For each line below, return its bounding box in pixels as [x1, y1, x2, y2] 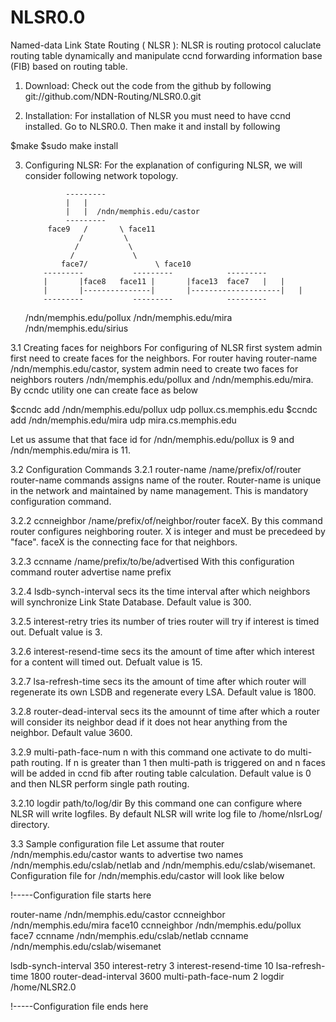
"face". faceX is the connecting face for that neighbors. [10, 536, 238, 548]
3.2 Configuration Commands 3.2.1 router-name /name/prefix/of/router [10, 463, 302, 475]
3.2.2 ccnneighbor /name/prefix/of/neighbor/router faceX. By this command [10, 514, 323, 526]
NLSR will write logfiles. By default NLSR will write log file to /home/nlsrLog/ [10, 807, 323, 820]
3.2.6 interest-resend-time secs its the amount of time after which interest [10, 645, 315, 657]
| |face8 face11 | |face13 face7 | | [43, 276, 286, 286]
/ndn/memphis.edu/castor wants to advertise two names [10, 848, 244, 860]
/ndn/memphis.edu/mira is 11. [10, 444, 132, 456]
